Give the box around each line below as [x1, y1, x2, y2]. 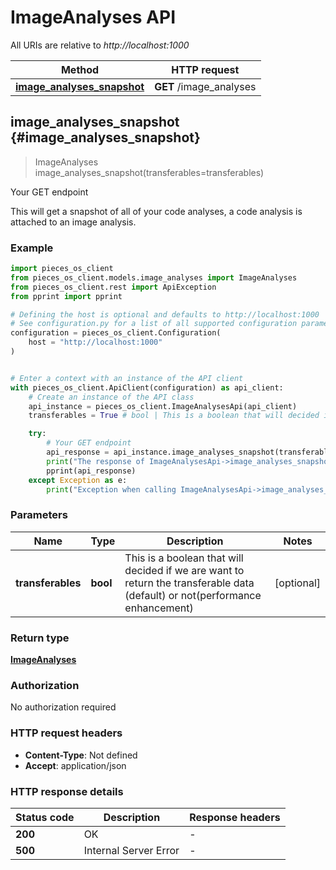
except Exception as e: [28, 475, 128, 485]
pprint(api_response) [46, 466, 137, 476]
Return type [10, 631, 70, 645]
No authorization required [10, 701, 117, 713]
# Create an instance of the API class [28, 392, 195, 402]
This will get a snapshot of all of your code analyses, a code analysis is [10, 205, 303, 217]
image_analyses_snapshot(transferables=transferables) [34, 166, 265, 178]
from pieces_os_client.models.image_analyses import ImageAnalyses [10, 272, 298, 283]
